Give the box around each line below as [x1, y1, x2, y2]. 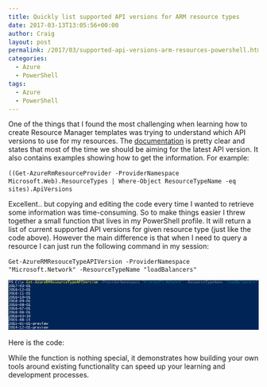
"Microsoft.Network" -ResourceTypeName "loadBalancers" [8, 266, 197, 274]
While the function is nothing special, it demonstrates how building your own [8, 353, 259, 362]
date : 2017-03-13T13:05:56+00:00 [8, 21, 119, 29]
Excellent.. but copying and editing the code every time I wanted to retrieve [8, 199, 254, 209]
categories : [8, 55, 48, 63]
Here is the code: [8, 338, 65, 347]
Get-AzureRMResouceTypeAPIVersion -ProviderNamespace [8, 258, 191, 266]
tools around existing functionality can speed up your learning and [8, 362, 226, 371]
